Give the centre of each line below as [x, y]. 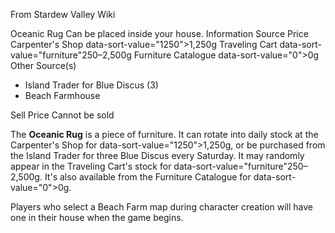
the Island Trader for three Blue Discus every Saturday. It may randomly [157, 155]
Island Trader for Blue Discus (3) [91, 85]
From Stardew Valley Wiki [63, 14]
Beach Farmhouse [62, 95]
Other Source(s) [43, 65]
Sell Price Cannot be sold [62, 115]
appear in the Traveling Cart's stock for [91, 166]
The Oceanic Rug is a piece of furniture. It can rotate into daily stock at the [164, 134]
